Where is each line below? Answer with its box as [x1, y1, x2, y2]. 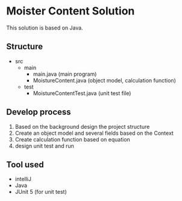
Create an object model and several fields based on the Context [14, 129, 174, 137]
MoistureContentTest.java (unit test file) [33, 89, 131, 97]
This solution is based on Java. [6, 24, 83, 31]
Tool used [6, 159, 44, 170]
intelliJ [14, 176, 32, 183]
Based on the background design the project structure [14, 123, 150, 130]
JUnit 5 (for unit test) [14, 188, 67, 196]
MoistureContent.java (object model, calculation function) [33, 76, 176, 84]
